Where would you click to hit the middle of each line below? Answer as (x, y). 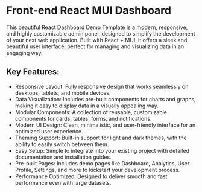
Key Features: (33, 72)
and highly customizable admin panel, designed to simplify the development (101, 33)
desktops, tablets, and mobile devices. (63, 93)
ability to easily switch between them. (62, 144)
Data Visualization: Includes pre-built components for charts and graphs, (105, 99)
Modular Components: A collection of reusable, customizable (91, 112)
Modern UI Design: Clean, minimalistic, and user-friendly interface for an (105, 125)
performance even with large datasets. (63, 182)
